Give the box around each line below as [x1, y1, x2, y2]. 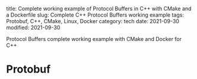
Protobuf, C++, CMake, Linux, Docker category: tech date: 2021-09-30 [6, 18, 180, 24]
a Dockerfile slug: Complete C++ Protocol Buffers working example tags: [6, 11, 184, 18]
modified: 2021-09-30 [6, 24, 61, 31]
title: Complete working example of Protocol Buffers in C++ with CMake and [6, 5, 192, 12]
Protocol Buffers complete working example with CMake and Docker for [6, 36, 182, 42]
